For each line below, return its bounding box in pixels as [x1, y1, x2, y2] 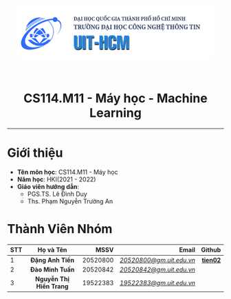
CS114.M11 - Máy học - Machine [23, 91, 208, 107]
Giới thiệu [7, 145, 63, 161]
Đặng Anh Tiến [30, 256, 74, 264]
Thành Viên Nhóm [7, 221, 113, 237]
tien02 [201, 256, 221, 264]
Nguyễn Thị [35, 275, 70, 283]
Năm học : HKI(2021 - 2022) [16, 175, 96, 184]
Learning [89, 105, 142, 121]
